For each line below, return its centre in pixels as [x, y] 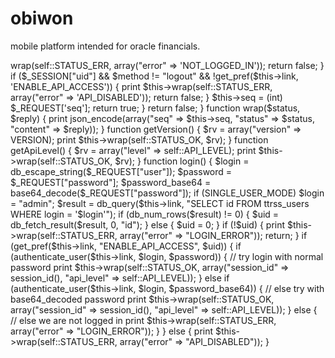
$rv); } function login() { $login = [182, 161]
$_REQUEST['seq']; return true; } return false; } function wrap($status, [155, 108]
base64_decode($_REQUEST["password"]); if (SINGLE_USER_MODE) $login [167, 193]
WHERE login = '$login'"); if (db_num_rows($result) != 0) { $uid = [145, 214]
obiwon [42, 18]
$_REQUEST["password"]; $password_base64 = [111, 182]
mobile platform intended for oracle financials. [105, 46]
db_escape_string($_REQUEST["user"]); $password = [121, 171]
